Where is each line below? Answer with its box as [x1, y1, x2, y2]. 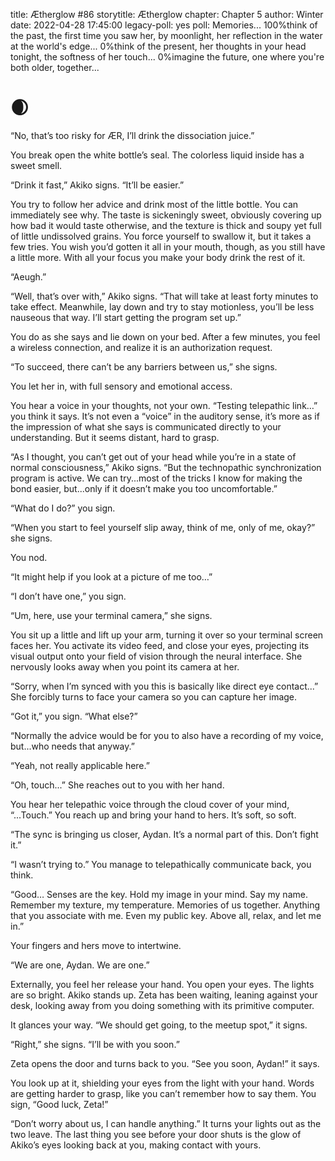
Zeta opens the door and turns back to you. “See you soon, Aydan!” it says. [10, 1057, 320, 1069]
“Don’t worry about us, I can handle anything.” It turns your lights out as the [10, 1117, 322, 1129]
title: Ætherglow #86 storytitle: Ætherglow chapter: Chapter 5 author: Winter [10, 9, 324, 20]
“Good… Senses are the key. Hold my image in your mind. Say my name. [10, 888, 308, 900]
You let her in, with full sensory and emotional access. [10, 380, 233, 392]
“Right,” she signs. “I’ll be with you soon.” [10, 1038, 180, 1050]
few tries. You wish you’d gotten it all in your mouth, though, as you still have [10, 240, 326, 253]
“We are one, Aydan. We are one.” [10, 959, 150, 971]
